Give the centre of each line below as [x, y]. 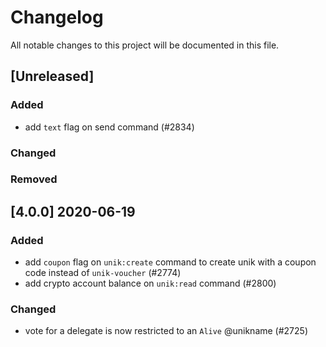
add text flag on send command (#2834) [109, 127]
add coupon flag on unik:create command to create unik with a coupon [170, 262]
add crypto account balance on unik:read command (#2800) [150, 283]
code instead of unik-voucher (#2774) [103, 273]
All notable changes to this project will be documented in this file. [145, 45]
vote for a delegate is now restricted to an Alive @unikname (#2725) [166, 331]
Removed [34, 179]
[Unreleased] [52, 76]
